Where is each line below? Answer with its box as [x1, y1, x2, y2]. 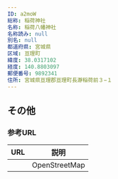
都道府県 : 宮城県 [7, 43, 51, 50]
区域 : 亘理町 [7, 50, 41, 58]
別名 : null [7, 37, 38, 44]
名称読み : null [7, 30, 48, 38]
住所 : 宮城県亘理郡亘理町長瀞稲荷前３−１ [7, 76, 112, 84]
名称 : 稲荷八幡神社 [7, 23, 57, 31]
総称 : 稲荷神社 [7, 17, 46, 24]
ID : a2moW [7, 10, 37, 18]
